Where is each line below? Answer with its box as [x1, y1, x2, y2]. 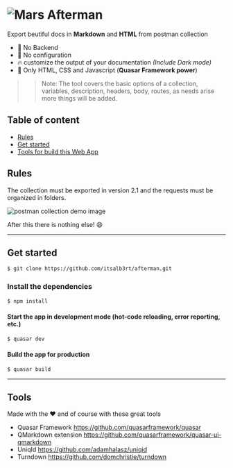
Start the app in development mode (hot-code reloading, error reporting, [7, 312, 221, 321]
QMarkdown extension [17, 431, 83, 439]
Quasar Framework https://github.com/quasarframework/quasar [17, 424, 201, 432]
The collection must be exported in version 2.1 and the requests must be [7, 186, 214, 194]
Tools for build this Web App [17, 147, 98, 156]
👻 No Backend [17, 43, 59, 51]
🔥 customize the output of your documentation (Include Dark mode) [17, 58, 212, 66]
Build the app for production [7, 351, 90, 359]
